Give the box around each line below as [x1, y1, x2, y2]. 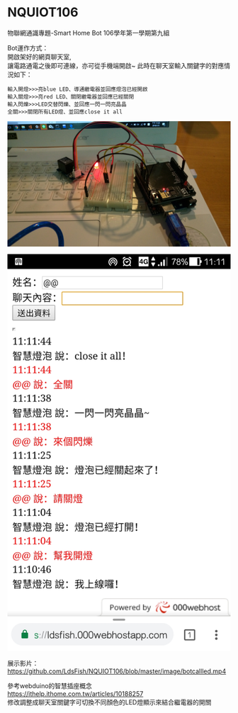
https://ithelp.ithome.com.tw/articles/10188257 [7, 690, 144, 698]
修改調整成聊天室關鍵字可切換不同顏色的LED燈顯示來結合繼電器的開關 [7, 698, 212, 707]
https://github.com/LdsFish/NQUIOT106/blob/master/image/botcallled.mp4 [7, 667, 227, 675]
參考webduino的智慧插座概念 [7, 682, 92, 690]
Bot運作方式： [7, 43, 49, 52]
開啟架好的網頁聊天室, [7, 52, 72, 61]
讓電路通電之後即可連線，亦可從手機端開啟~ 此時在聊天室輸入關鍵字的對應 [7, 61, 225, 69]
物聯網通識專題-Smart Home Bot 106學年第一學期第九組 [7, 28, 170, 37]
